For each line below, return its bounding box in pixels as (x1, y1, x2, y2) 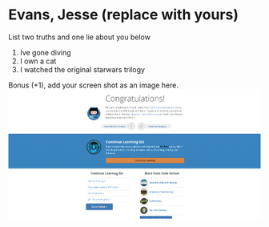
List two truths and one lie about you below (8, 32, 151, 42)
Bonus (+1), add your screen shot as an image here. (8, 80, 179, 90)
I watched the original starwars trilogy (19, 64, 146, 74)
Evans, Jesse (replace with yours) (8, 6, 239, 24)
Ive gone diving (19, 47, 71, 57)
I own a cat (19, 56, 57, 66)
